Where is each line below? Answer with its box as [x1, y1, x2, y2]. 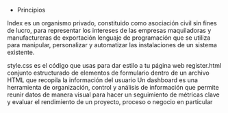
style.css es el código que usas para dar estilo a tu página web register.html [7, 62, 222, 69]
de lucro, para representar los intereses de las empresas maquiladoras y [7, 27, 212, 34]
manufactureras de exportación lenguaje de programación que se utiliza [7, 34, 211, 42]
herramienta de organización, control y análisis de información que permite [7, 84, 219, 91]
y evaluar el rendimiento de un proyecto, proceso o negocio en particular [7, 98, 213, 105]
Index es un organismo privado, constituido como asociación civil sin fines [7, 19, 217, 27]
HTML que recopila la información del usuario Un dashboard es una [7, 76, 199, 84]
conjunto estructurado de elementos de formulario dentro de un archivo [7, 68, 210, 77]
